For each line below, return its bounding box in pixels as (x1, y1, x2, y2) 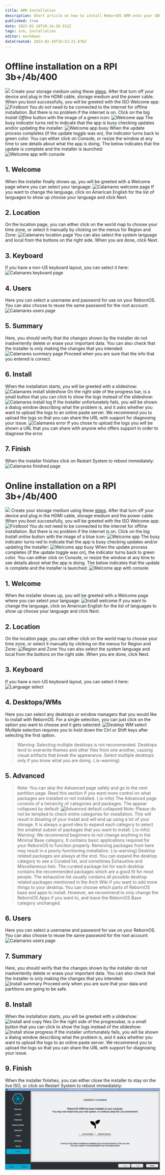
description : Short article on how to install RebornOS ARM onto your (5, 13, 153, 18)
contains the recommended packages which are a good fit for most (17, 869, 154, 874)
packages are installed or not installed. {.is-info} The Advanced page (17, 795, 157, 801)
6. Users (5, 914, 31, 922)
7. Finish (5, 445, 31, 453)
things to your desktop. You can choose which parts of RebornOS (17, 884, 150, 890)
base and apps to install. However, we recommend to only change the (17, 889, 159, 895)
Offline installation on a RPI (5, 61, 117, 72)
